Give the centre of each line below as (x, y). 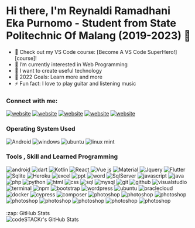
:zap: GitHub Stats (28, 213)
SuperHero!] (162, 52)
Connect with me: (32, 101)
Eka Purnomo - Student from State (91, 23)
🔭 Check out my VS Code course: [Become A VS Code (80, 52)
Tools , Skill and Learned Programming (62, 156)
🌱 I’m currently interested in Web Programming (71, 64)
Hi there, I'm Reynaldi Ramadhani (88, 11)
